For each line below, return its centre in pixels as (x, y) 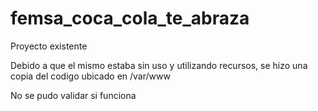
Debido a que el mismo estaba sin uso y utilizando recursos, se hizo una (159, 65)
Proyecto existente (49, 46)
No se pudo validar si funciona (73, 95)
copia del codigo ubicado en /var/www (90, 76)
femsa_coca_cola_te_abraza (130, 18)
